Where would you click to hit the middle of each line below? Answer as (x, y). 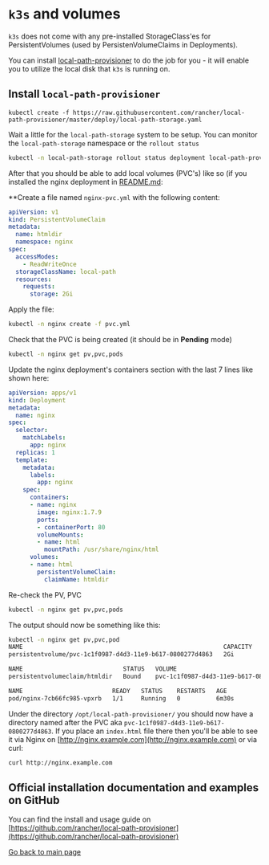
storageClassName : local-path (66, 271)
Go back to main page (45, 852)
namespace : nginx (44, 242)
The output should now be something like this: (84, 625)
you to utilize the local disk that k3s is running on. (89, 68)
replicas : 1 (36, 452)
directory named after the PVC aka (65, 722)
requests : (39, 287)
